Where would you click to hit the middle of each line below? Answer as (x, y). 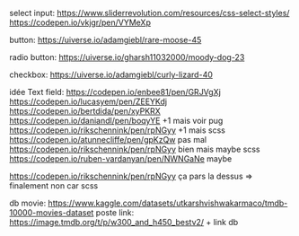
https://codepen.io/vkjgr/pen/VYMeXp (80, 22)
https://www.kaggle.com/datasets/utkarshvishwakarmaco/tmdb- (168, 203)
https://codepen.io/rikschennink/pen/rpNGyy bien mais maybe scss (135, 149)
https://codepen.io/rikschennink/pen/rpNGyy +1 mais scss (118, 130)
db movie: (28, 203)
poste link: (115, 213)
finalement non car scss (54, 186)
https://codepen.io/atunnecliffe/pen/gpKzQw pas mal (108, 140)
